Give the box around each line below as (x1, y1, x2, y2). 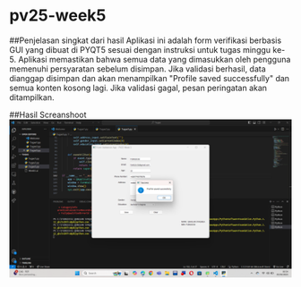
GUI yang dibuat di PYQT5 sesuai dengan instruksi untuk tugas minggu (9, 44, 271, 55)
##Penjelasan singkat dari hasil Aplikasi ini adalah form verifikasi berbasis (9, 35, 282, 46)
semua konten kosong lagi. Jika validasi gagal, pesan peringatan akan (9, 82, 267, 93)
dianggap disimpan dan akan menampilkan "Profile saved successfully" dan (9, 72, 289, 83)
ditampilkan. (9, 91, 55, 103)
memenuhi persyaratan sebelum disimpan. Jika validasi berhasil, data (9, 63, 266, 74)
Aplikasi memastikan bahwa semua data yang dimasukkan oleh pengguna (17, 54, 291, 64)
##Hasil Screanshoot (9, 109, 87, 120)
